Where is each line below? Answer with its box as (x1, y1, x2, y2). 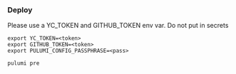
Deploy (7, 5, 33, 15)
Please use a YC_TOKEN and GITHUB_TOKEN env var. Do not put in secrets (7, 21, 229, 30)
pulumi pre (7, 60, 40, 67)
